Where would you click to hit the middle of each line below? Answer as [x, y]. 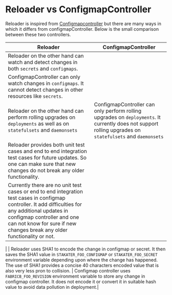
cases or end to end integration [46, 192]
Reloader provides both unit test [46, 144]
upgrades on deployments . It [127, 117]
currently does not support [126, 123]
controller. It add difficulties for [45, 204]
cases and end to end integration [47, 151]
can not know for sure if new [42, 223]
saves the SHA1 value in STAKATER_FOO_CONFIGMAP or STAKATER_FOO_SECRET [81, 254]
